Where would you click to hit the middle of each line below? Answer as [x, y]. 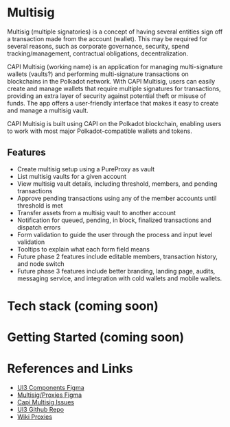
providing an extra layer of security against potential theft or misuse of [107, 96]
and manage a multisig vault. [48, 110]
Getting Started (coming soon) [96, 338]
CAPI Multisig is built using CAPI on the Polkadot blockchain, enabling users [114, 123]
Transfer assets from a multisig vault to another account [96, 212]
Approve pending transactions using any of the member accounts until [117, 198]
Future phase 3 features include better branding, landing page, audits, [116, 271]
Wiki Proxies [35, 417]
